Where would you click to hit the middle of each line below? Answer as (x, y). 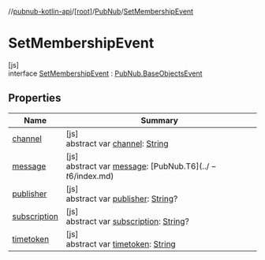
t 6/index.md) (90, 176)
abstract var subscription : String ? (127, 221)
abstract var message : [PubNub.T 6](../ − (141, 166)
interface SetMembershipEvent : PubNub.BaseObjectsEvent (105, 73)
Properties (35, 98)
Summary (160, 120)
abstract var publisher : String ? (122, 199)
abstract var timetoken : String (121, 243)
